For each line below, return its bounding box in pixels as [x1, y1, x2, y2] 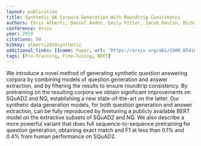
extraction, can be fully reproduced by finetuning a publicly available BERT [6, 107, 190, 114]
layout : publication [6, 8, 58, 15]
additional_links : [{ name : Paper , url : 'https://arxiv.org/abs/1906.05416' [6, 48, 199, 54]
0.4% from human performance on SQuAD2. [6, 132, 117, 140]
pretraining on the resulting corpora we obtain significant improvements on [6, 88, 191, 95]
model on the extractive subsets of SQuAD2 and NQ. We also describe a [6, 114, 184, 121]
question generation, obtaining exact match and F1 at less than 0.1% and [6, 126, 184, 133]
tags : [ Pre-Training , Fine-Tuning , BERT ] [6, 53, 111, 59]
